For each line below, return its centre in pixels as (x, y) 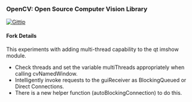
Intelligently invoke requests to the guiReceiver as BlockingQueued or (100, 80)
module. (16, 55)
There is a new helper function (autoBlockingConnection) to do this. (98, 92)
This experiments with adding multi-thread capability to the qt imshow (93, 49)
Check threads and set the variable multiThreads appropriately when (100, 67)
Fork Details (22, 35)
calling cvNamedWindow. (46, 73)
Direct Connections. (39, 86)
